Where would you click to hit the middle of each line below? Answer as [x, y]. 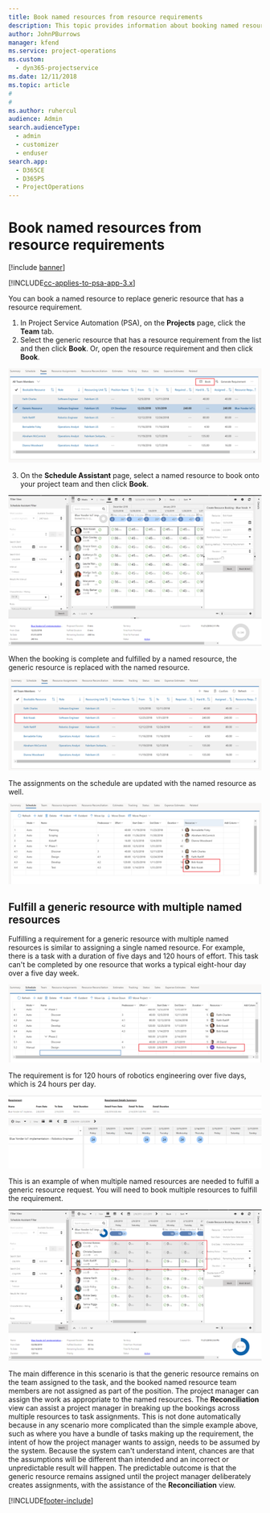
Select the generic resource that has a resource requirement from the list [141, 340]
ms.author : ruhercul [43, 110]
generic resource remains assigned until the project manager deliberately [130, 1476]
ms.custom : [27, 60]
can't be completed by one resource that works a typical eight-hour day [127, 965]
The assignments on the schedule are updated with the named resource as [133, 783]
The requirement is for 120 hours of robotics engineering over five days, [127, 1075]
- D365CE [30, 170]
